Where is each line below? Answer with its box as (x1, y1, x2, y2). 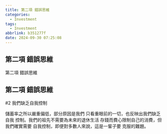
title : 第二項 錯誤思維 (5, 7, 50, 13)
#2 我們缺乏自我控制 (5, 100, 48, 106)
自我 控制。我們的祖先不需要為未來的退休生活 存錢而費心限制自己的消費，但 (5, 116, 162, 123)
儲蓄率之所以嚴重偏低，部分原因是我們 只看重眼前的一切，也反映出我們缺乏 (5, 110, 161, 116)
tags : (5, 21, 17, 27)
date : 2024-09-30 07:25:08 (5, 36, 62, 41)
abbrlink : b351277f (5, 31, 46, 36)
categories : (5, 12, 30, 17)
